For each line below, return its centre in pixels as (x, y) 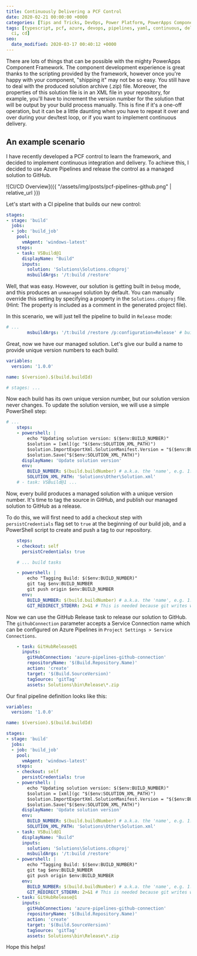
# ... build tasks (39, 562)
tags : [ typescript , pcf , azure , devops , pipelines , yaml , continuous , (94, 28)
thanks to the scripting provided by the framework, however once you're (94, 74)
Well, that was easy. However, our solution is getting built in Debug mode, (94, 287)
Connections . (21, 635)
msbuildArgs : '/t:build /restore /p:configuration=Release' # (105, 333)
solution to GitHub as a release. (44, 506)
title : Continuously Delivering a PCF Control (64, 11)
